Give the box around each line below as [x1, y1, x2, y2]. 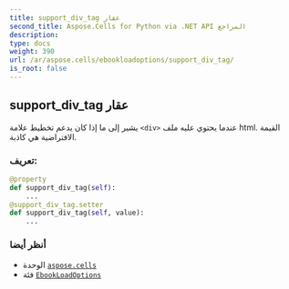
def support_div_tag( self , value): [9, 208, 145, 218]
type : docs [9, 38, 51, 48]
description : [9, 30, 59, 39]
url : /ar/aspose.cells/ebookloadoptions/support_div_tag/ [9, 55, 234, 65]
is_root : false [9, 65, 67, 74]
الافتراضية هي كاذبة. [9, 131, 77, 142]
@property [9, 174, 47, 184]
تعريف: [9, 154, 38, 166]
